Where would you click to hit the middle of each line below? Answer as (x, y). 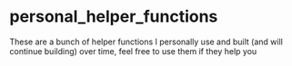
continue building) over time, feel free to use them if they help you (133, 51)
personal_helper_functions (114, 17)
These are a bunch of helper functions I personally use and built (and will (146, 42)
